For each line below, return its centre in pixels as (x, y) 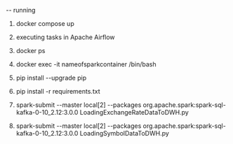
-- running (21, 10)
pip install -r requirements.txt (58, 91)
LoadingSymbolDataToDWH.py (124, 133)
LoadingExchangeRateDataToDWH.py (134, 112)
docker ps (31, 51)
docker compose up (45, 23)
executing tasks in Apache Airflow (66, 37)
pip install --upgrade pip (51, 78)
